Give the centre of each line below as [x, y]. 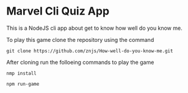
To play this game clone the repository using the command [80, 40]
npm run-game [23, 84]
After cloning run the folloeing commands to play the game [80, 62]
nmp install [21, 73]
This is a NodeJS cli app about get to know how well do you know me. [94, 28]
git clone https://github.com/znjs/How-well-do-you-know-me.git [90, 51]
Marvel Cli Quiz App [58, 11]
